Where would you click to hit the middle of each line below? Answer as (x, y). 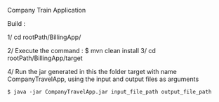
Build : (16, 23)
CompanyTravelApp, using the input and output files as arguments (103, 79)
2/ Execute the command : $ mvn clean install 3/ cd (82, 51)
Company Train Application (47, 10)
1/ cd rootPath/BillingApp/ (44, 37)
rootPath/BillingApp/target (45, 58)
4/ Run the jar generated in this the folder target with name (92, 72)
